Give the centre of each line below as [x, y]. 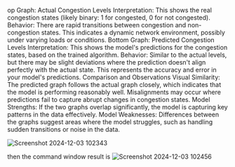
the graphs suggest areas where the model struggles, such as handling [110, 122]
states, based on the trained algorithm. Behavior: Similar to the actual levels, [117, 55]
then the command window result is [59, 156]
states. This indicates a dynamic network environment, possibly [133, 32]
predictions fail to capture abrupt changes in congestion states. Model [109, 100]
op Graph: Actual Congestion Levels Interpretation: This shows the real [110, 10]
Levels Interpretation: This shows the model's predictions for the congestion [117, 47]
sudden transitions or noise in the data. [64, 129]
